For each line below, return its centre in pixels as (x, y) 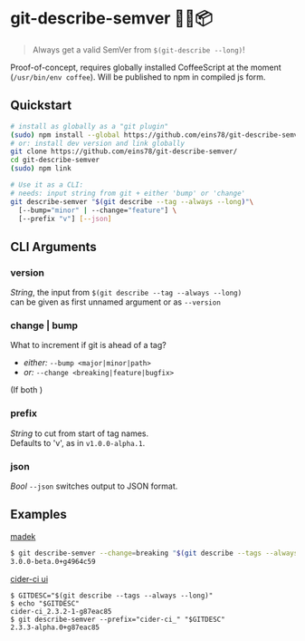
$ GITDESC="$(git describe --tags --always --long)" (112, 596)
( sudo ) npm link (41, 169)
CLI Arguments (54, 247)
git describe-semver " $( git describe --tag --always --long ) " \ (132, 201)
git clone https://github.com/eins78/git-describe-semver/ (124, 151)
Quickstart (41, 106)
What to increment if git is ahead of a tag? (88, 345)
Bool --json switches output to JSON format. (94, 486)
